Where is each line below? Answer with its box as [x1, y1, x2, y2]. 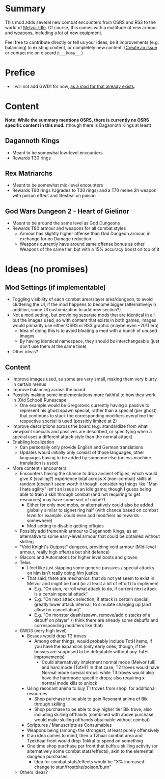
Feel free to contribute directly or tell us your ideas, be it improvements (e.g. [5, 39, 159, 45]
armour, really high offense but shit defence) [19, 549, 110, 555]
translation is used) [19, 460, 59, 466]
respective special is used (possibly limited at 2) [19, 418, 117, 424]
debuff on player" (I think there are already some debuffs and [34, 617, 159, 623]
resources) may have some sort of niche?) [19, 497, 106, 503]
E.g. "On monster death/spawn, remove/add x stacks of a [34, 612, 151, 618]
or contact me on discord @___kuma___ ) [5, 50, 83, 56]
